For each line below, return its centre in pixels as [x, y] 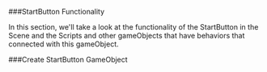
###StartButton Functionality [57, 12]
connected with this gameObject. [64, 44]
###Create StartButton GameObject [68, 60]
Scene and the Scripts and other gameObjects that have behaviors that [127, 36]
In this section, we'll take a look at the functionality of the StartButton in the [133, 27]
